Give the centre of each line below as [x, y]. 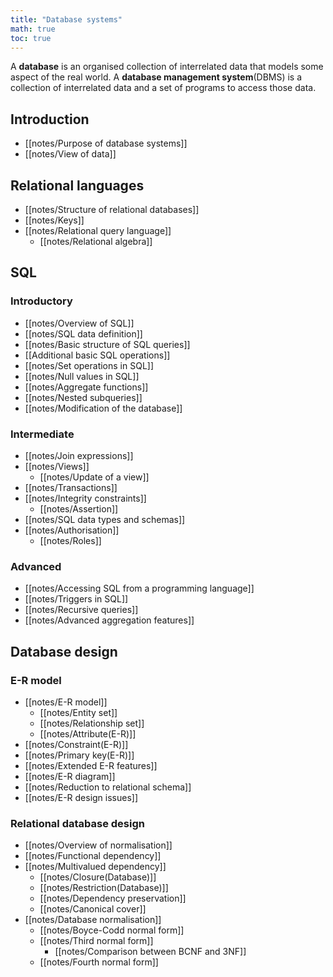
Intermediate [42, 434]
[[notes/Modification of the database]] [103, 408]
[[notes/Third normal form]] [96, 941]
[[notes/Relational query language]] [98, 230]
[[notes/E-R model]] [66, 702]
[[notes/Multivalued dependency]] [95, 867]
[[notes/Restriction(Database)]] [104, 888]
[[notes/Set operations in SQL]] [89, 365]
